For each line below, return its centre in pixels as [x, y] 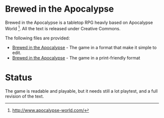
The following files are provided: [37, 38]
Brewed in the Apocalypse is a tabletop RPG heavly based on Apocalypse [79, 22]
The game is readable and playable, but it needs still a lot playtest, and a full [81, 91]
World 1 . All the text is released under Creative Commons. [63, 28]
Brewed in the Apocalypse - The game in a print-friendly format [76, 58]
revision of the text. [24, 96]
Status [19, 77]
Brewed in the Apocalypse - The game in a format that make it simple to [84, 47]
